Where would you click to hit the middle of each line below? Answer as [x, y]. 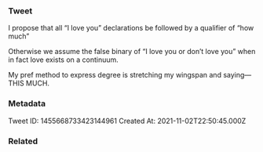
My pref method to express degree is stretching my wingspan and [115, 75]
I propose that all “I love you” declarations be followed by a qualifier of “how [131, 28]
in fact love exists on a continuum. [64, 60]
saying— [237, 75]
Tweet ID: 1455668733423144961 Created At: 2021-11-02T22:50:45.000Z [127, 121]
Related [23, 141]
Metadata [27, 103]
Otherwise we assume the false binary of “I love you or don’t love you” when [132, 52]
